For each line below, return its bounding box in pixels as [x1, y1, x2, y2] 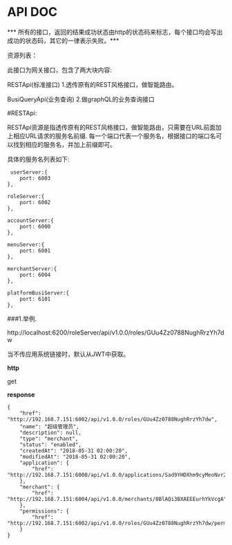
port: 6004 [19, 271, 51, 278]
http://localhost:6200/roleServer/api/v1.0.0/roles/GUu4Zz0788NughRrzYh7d [7, 328, 224, 337]
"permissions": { [19, 508, 70, 515]
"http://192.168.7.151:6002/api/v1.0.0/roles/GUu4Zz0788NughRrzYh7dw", [7, 415, 217, 423]
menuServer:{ [7, 241, 45, 248]
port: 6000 [19, 223, 51, 230]
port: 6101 [19, 295, 51, 302]
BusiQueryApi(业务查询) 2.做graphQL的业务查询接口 [7, 95, 155, 103]
